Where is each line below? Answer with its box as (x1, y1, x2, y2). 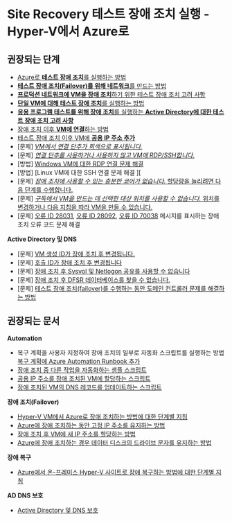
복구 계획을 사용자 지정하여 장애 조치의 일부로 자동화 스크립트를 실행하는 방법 (17, 348, 225, 357)
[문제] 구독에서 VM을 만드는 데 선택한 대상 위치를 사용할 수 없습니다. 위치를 (17, 195, 220, 202)
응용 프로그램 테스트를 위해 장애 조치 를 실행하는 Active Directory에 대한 (17, 108, 212, 116)
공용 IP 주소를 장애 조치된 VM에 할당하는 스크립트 (17, 374, 151, 382)
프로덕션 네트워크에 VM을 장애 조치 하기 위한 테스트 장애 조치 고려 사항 (17, 91, 206, 98)
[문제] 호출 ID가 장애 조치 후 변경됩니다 (17, 258, 123, 267)
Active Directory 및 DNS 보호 (17, 506, 99, 514)
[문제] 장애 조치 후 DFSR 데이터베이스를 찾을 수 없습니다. (17, 276, 171, 284)
